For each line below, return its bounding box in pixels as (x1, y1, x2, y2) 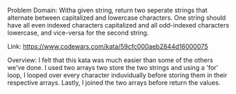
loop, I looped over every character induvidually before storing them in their (7, 71, 228, 79)
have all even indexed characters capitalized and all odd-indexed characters (7, 21, 230, 29)
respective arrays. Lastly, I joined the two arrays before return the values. (7, 78, 221, 87)
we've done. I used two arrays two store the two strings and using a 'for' (7, 64, 219, 71)
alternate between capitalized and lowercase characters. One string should (7, 13, 226, 22)
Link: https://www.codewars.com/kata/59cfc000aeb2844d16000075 (7, 42, 208, 50)
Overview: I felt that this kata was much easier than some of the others (7, 56, 213, 64)
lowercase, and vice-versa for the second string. (7, 28, 149, 37)
